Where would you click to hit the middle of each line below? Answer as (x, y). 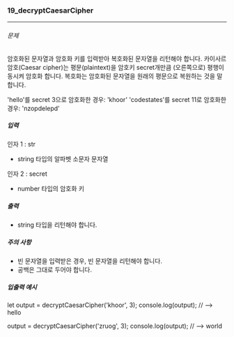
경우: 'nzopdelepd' (34, 108)
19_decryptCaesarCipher (50, 10)
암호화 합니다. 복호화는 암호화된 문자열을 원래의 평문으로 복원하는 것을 (120, 76)
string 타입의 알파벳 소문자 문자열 (63, 159)
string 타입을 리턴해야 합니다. (57, 225)
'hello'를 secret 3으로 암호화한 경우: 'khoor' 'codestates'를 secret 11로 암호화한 (117, 99)
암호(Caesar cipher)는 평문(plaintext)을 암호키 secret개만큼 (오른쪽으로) (107, 67)
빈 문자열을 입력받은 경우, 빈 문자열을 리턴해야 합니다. (89, 261)
